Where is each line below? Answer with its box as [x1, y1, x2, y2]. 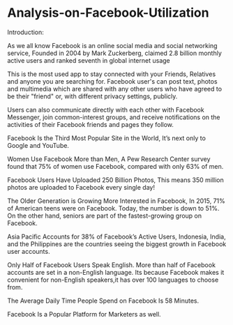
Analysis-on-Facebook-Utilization [7, 5, 209, 21]
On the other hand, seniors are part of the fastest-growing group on [7, 211, 202, 220]
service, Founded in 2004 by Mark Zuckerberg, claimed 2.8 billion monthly [7, 49, 222, 57]
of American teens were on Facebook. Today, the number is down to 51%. [7, 204, 220, 212]
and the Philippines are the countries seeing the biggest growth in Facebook [7, 239, 227, 248]
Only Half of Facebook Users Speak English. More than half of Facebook [7, 260, 216, 269]
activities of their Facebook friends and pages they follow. [7, 120, 174, 128]
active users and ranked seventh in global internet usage [7, 56, 170, 64]
